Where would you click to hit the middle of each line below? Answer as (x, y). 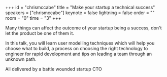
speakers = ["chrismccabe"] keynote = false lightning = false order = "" (80, 13)
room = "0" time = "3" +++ (33, 18)
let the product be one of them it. (40, 33)
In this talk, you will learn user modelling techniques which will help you (80, 43)
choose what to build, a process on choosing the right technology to (77, 48)
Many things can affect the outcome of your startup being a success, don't (83, 28)
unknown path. (21, 59)
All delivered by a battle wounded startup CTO (54, 69)
